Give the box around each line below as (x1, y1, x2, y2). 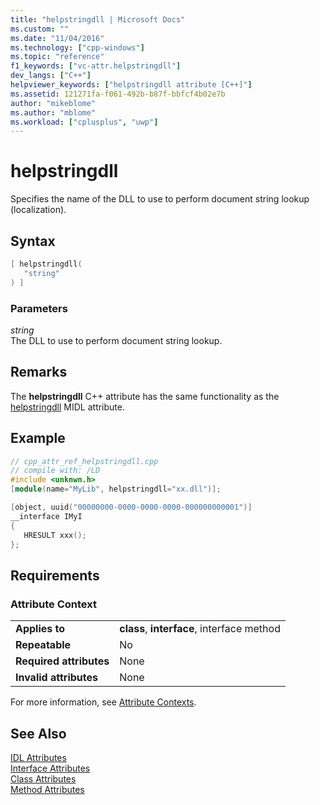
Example (10, 430, 66, 447)
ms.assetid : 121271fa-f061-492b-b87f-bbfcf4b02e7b (10, 89, 226, 99)
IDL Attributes (10, 751, 67, 763)
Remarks (10, 364, 68, 381)
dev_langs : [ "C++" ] (10, 71, 92, 81)
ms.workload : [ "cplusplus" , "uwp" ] (10, 117, 159, 127)
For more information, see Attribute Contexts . (10, 696, 197, 708)
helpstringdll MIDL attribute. (10, 401, 125, 413)
